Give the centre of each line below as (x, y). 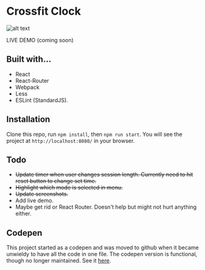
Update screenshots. (42, 194)
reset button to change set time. (56, 181)
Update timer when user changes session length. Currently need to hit (104, 174)
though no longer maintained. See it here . (59, 261)
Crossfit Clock (44, 11)
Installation (28, 120)
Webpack (27, 87)
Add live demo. (34, 201)
